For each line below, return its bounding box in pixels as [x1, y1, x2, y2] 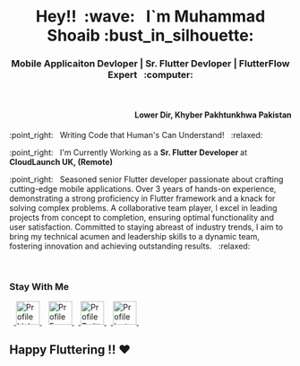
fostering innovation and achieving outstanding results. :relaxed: [9, 240, 251, 251]
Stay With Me [9, 280, 70, 292]
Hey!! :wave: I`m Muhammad [35, 6, 266, 27]
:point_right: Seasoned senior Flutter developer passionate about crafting [9, 173, 284, 185]
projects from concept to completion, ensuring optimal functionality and [9, 212, 275, 222]
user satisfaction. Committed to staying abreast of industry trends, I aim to [9, 222, 284, 232]
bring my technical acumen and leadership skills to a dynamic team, [9, 231, 260, 241]
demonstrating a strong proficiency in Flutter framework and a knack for [9, 193, 276, 204]
